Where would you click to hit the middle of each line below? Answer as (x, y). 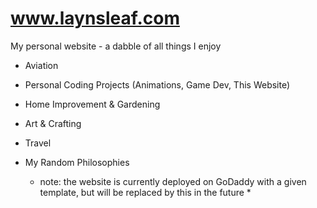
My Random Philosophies (77, 162)
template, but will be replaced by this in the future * (145, 192)
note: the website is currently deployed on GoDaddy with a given (173, 181)
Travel (38, 143)
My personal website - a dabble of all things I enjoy (116, 46)
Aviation (41, 65)
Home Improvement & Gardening (92, 104)
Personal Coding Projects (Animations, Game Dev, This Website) (157, 84)
